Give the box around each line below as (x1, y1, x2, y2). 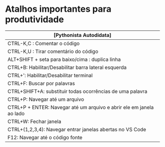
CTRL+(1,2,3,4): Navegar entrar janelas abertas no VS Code (7, 126, 146, 133)
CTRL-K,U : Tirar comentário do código (7, 48, 99, 55)
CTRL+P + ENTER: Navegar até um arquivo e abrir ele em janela (7, 104, 154, 111)
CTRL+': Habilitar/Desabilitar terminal (7, 72, 93, 79)
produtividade (5, 14, 64, 25)
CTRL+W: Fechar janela (7, 118, 61, 125)
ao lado (7, 110, 25, 117)
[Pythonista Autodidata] (54, 31, 111, 38)
